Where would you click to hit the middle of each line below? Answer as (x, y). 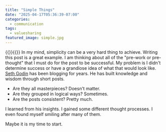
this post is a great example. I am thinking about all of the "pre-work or (78, 57)
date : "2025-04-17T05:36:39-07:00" (42, 15)
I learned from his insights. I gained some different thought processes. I (79, 109)
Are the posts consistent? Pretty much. (53, 99)
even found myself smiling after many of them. (53, 114)
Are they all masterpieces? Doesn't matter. (56, 88)
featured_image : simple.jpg (35, 38)
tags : (11, 29)
